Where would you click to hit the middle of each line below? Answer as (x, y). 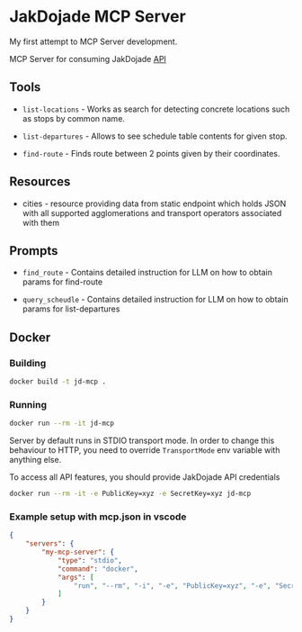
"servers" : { (50, 544)
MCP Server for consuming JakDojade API (88, 59)
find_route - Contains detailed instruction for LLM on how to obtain (147, 273)
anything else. (36, 460)
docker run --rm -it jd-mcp (62, 424)
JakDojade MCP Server (98, 17)
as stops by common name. (74, 118)
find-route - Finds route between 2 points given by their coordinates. (151, 153)
